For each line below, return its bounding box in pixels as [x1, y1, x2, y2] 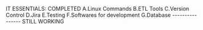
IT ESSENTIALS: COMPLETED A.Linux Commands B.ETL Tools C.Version [6, 5, 190, 12]
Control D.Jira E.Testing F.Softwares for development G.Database [6, 11, 171, 19]
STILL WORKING [21, 18, 64, 25]
